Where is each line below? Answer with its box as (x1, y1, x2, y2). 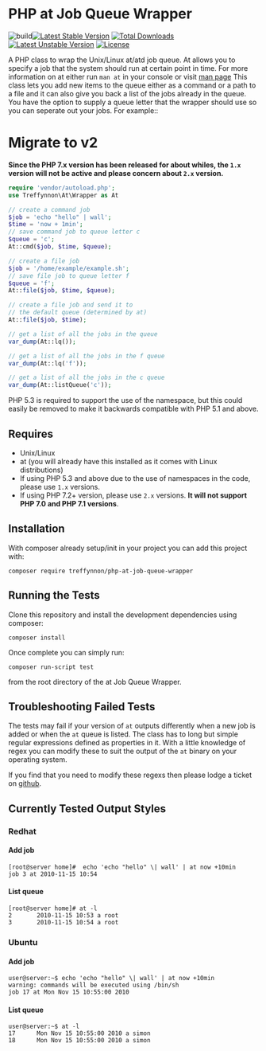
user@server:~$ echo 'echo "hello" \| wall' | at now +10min (8, 975, 215, 983)
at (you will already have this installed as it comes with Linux (19, 456, 218, 466)
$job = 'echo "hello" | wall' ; (8, 213, 112, 221)
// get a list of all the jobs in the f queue (8, 352, 165, 360)
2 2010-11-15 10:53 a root (8, 912, 119, 920)
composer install (8, 634, 66, 642)
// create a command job (8, 205, 91, 213)
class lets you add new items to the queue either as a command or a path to (8, 80, 256, 90)
